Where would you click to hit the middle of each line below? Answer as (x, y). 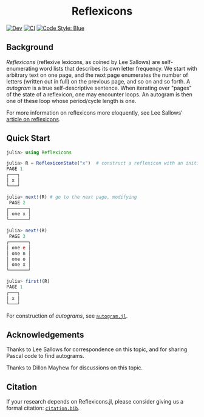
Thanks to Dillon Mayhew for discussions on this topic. (75, 368)
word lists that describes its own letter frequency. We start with (118, 68)
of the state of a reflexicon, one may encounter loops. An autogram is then (100, 94)
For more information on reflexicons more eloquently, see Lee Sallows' (95, 112)
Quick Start (28, 138)
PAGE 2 (17, 202)
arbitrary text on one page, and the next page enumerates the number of (97, 75)
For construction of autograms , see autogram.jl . (67, 316)
